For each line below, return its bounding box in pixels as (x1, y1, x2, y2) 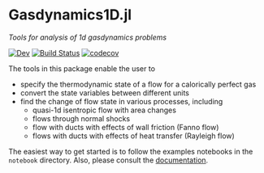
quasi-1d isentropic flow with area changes (32, 105, 177, 115)
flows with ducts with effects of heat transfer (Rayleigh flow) (32, 131, 236, 141)
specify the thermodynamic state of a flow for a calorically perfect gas (19, 79, 257, 89)
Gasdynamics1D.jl (8, 6, 132, 24)
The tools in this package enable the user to (8, 63, 156, 74)
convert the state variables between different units (19, 87, 189, 98)
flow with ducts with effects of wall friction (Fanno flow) (32, 122, 219, 132)
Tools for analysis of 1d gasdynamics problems (8, 32, 167, 42)
